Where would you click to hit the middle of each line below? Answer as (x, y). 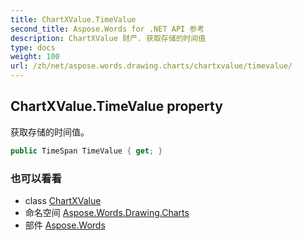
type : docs (33, 47)
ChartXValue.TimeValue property (116, 106)
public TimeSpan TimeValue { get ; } (86, 151)
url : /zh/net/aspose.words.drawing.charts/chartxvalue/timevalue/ (151, 66)
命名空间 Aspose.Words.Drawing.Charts (107, 212)
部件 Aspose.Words (65, 225)
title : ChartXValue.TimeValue (73, 19)
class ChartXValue (63, 200)
